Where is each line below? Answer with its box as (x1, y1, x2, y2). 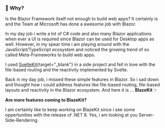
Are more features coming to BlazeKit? (5, 97, 87, 103)
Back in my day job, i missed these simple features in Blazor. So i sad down (5, 77, 159, 83)
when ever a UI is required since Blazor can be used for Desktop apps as (5, 36, 155, 42)
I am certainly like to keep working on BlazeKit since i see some (5, 107, 135, 113)
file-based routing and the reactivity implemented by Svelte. (5, 67, 128, 73)
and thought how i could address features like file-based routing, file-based (5, 82, 160, 88)
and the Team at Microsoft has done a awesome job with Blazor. (5, 21, 137, 27)
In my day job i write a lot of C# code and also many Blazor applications (5, 31, 152, 37)
